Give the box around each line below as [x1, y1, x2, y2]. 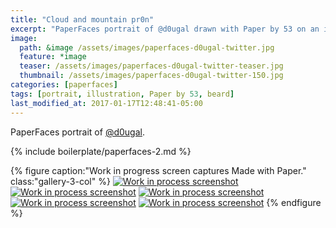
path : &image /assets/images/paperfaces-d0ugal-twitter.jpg [19, 42, 275, 53]
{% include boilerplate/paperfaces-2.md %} [10, 145, 192, 157]
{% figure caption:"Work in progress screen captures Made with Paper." [10, 164, 307, 176]
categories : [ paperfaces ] [10, 80, 118, 90]
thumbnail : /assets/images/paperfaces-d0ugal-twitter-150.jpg [19, 71, 284, 81]
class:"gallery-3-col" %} [10, 175, 111, 187]
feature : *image [19, 52, 87, 62]
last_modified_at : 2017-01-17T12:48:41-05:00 [10, 98, 203, 108]
